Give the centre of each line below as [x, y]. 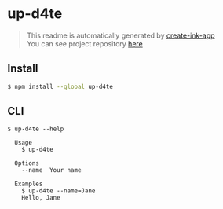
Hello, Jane [41, 198]
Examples [29, 184]
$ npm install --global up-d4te [60, 86]
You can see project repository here [84, 43]
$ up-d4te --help [36, 129]
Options [27, 163]
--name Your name [51, 170]
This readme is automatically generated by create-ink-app [121, 35]
